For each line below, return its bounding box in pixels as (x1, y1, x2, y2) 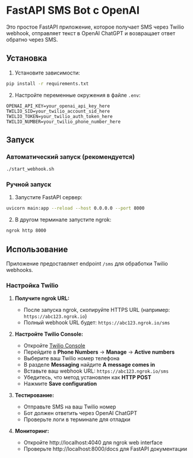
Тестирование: (14, 392, 55, 399)
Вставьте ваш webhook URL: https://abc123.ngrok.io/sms (23, 367, 169, 375)
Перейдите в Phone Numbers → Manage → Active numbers (23, 348, 175, 355)
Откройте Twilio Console (23, 342, 86, 349)
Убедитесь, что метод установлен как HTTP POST (23, 374, 151, 381)
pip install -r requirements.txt (6, 81, 89, 86)
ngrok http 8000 (6, 228, 46, 234)
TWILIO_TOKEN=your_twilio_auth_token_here (6, 113, 113, 119)
